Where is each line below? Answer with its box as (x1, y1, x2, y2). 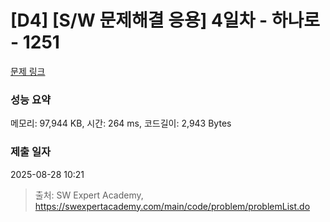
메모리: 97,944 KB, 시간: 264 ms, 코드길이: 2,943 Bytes (10, 117, 232, 130)
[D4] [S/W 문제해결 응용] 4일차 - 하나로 (10, 9, 321, 32)
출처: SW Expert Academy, (34, 189, 144, 201)
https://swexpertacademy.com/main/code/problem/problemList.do (34, 200, 311, 212)
